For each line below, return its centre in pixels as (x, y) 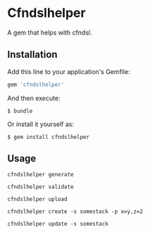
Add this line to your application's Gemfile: (69, 71)
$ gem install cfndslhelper (49, 137)
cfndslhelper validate (40, 187)
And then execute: (34, 98)
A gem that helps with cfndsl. (50, 32)
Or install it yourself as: (40, 124)
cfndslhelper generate (40, 175)
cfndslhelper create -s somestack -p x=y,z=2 (75, 212)
